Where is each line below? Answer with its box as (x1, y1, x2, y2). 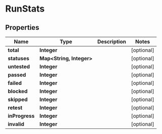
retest (8, 104, 23, 111)
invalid (8, 121, 24, 127)
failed (8, 79, 22, 86)
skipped (8, 96, 28, 103)
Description (97, 38, 127, 45)
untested (8, 63, 30, 70)
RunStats (5, 3, 45, 15)
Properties (5, 23, 39, 32)
